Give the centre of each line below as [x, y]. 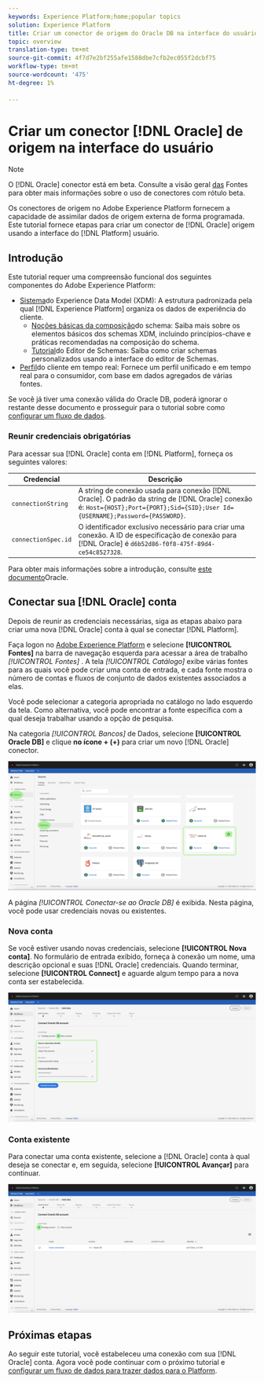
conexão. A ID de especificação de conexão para [158, 535]
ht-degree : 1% [31, 83]
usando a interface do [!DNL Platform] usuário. [84, 233]
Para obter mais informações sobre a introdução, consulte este [110, 569]
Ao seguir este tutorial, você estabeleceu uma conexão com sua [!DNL [123, 1354]
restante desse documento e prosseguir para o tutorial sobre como [117, 408]
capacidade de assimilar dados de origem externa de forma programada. [126, 217]
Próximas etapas [50, 1335]
